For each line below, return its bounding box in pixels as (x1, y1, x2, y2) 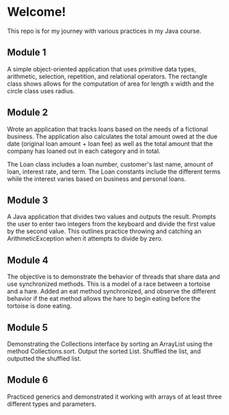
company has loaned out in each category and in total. (7, 147, 161, 155)
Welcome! (7, 4, 66, 20)
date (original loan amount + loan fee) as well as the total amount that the (7, 139, 213, 147)
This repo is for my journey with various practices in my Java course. (7, 27, 202, 35)
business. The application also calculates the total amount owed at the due (7, 132, 217, 141)
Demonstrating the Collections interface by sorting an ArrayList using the (7, 340, 213, 348)
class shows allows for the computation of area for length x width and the (7, 80, 214, 88)
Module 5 (7, 322, 48, 333)
